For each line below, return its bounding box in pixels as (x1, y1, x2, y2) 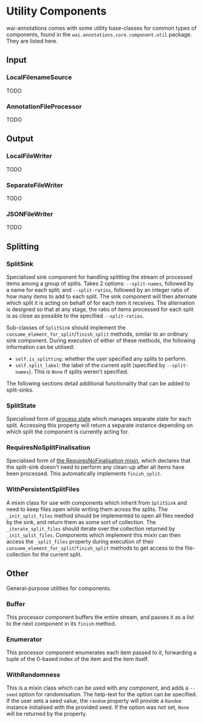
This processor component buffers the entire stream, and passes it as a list (6, 613, 194, 621)
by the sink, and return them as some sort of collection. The (6, 518, 156, 525)
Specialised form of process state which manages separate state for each (6, 415, 191, 423)
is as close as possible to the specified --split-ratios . (6, 312, 145, 319)
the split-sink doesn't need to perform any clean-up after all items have (6, 463, 185, 471)
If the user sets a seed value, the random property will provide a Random (6, 697, 182, 705)
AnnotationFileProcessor (6, 102, 82, 111)
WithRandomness (6, 671, 61, 679)
